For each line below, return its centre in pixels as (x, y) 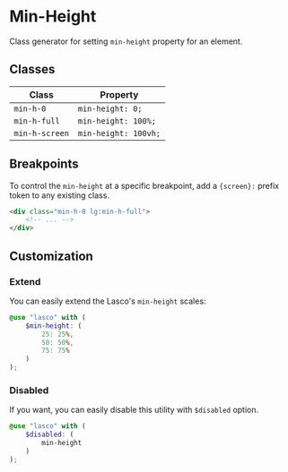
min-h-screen (42, 133)
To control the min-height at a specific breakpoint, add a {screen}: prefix (144, 185)
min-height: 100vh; (119, 133)
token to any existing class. (60, 195)
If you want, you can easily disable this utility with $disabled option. (134, 410)
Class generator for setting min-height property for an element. (126, 41)
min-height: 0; (110, 108)
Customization (52, 256)
